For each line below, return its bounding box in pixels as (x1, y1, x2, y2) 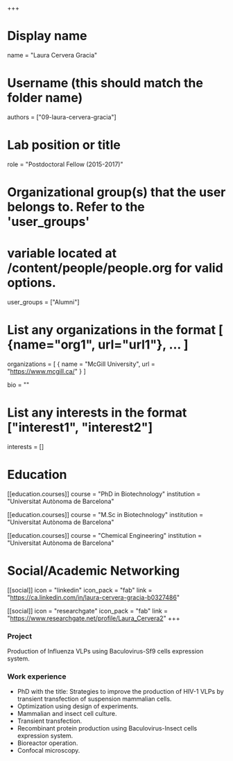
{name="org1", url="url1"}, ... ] (7, 337, 189, 353)
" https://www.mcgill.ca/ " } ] (7, 367, 87, 375)
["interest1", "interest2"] (7, 420, 153, 435)
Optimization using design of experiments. (17, 702, 139, 710)
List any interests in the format (7, 405, 187, 421)
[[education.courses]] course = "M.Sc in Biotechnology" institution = (7, 510, 204, 518)
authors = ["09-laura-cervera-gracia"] (7, 112, 116, 121)
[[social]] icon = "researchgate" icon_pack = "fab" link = (7, 606, 169, 615)
